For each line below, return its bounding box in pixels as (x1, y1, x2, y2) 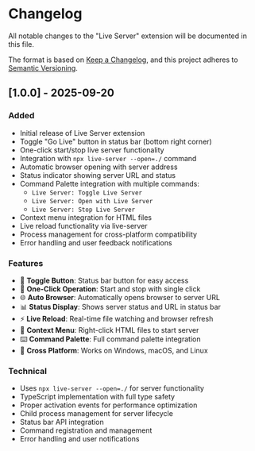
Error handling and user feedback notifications (19, 237, 172, 247)
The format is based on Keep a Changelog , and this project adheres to (8, 55, 238, 64)
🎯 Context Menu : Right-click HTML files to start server (19, 325, 199, 334)
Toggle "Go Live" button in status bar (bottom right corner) (19, 137, 212, 146)
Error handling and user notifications (19, 434, 140, 444)
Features (8, 257, 44, 268)
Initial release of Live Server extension (19, 128, 145, 137)
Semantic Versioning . (8, 63, 78, 72)
